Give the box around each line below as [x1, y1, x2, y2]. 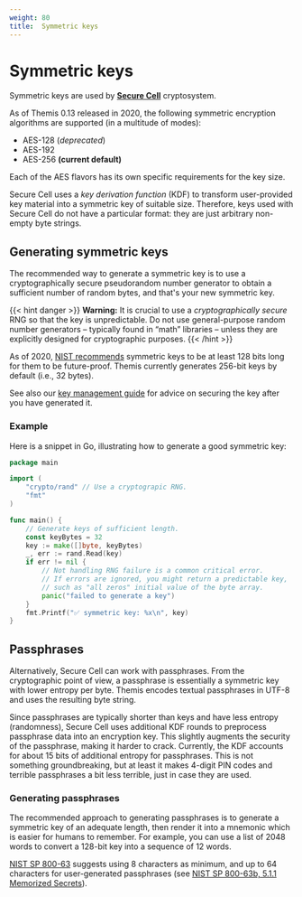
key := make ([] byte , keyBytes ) [25, 541, 143, 550]
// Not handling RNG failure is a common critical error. [41, 566, 264, 575]
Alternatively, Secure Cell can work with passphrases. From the [9, 666, 245, 677]
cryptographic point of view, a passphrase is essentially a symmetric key [9, 675, 279, 687]
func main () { [9, 516, 63, 525]
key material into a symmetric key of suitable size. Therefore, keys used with [9, 199, 294, 210]
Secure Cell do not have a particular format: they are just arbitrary [9, 209, 254, 220]
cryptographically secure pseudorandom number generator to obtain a [9, 277, 272, 289]
